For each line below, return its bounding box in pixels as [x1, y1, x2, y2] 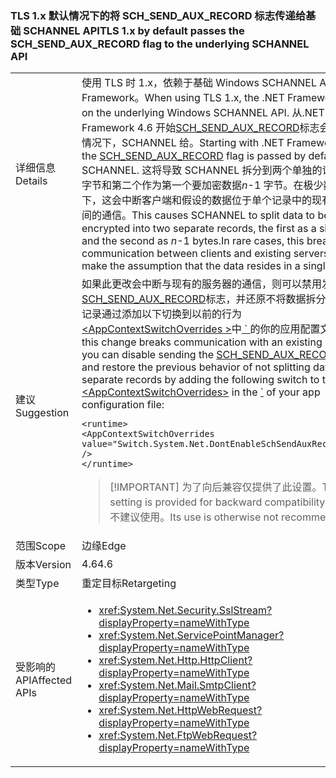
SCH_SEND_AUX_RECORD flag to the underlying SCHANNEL [10, 37, 310, 51]
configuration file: [81, 398, 165, 412]
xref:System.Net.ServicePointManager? [98, 628, 285, 642]
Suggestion [15, 405, 70, 419]
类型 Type [15, 577, 60, 591]
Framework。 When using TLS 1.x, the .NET [81, 91, 285, 105]
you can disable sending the [81, 348, 214, 362]
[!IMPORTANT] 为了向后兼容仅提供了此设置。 [109, 480, 323, 494]
